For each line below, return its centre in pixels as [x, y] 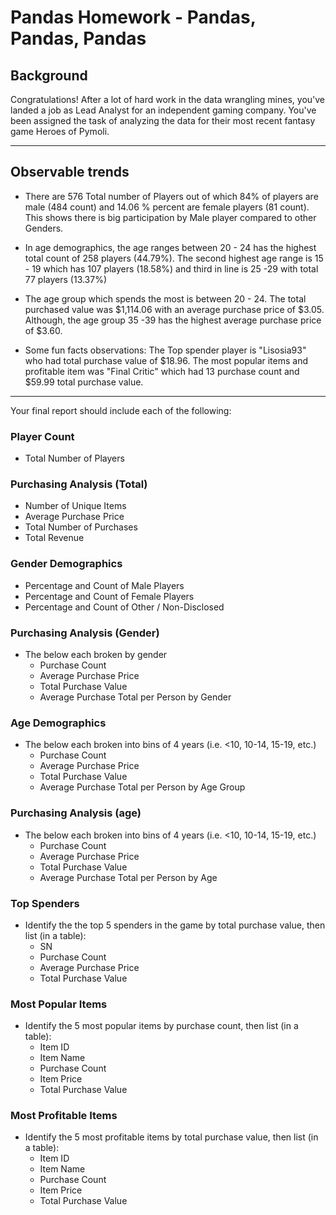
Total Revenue [54, 538]
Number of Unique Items [75, 506]
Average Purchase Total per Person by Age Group [142, 787]
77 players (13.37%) [66, 279]
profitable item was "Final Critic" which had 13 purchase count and [162, 371]
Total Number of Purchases [81, 527]
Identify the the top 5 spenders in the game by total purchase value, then [175, 925]
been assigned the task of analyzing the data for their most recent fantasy [163, 120]
